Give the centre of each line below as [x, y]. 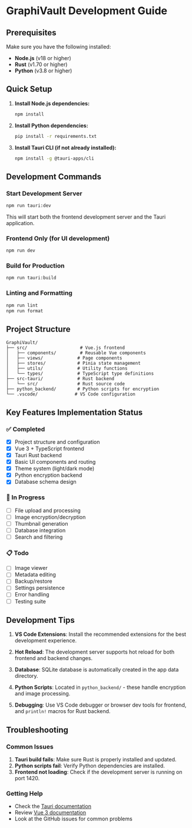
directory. [26, 676]
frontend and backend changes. [54, 658]
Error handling [32, 595]
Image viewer [31, 568]
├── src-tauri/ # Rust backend [60, 379]
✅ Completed [26, 429]
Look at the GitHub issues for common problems [73, 819]
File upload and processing [47, 510]
